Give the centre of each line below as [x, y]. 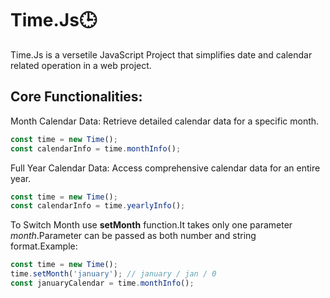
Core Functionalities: [76, 97]
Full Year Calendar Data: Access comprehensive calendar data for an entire [165, 168]
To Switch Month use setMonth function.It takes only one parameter [151, 225]
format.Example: [44, 246]
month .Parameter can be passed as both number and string [133, 236]
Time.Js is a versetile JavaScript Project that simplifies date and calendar [161, 54]
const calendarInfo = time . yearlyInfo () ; [98, 206]
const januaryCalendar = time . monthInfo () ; [102, 283]
